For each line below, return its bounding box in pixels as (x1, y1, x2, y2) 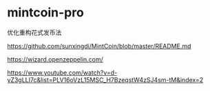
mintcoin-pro (7, 5, 84, 21)
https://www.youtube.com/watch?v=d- (7, 68, 118, 77)
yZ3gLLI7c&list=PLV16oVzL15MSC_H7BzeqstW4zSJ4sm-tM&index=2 (7, 75, 204, 83)
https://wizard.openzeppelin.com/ (7, 55, 103, 63)
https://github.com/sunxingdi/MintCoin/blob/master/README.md (7, 42, 191, 50)
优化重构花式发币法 (7, 28, 62, 36)
